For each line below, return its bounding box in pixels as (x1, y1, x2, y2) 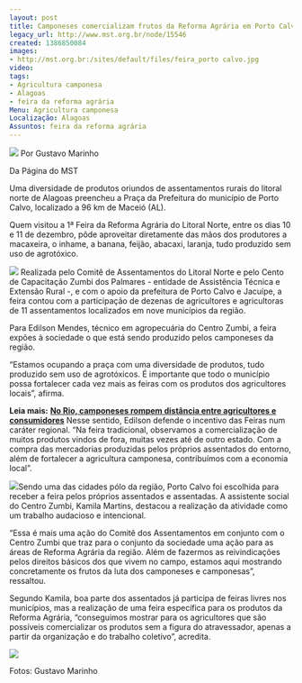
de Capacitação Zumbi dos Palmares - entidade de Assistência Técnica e (9, 277, 280, 287)
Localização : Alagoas (9, 114, 91, 123)
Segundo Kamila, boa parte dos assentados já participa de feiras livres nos (9, 593, 287, 604)
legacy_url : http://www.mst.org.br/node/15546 (9, 30, 187, 39)
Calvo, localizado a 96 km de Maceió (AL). (9, 202, 166, 213)
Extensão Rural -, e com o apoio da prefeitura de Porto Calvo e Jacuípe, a (9, 286, 282, 296)
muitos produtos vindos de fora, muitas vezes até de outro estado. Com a (9, 434, 281, 444)
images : (9, 47, 39, 56)
